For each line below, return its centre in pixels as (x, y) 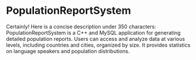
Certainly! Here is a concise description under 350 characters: (81, 27)
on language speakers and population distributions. (68, 51)
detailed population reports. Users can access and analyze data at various (96, 39)
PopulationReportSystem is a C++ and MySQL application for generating (93, 32)
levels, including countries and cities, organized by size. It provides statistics (98, 45)
